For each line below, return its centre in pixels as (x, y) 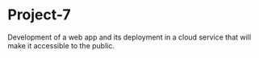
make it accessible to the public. (61, 45)
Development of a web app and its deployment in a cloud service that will (129, 37)
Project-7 (40, 15)
